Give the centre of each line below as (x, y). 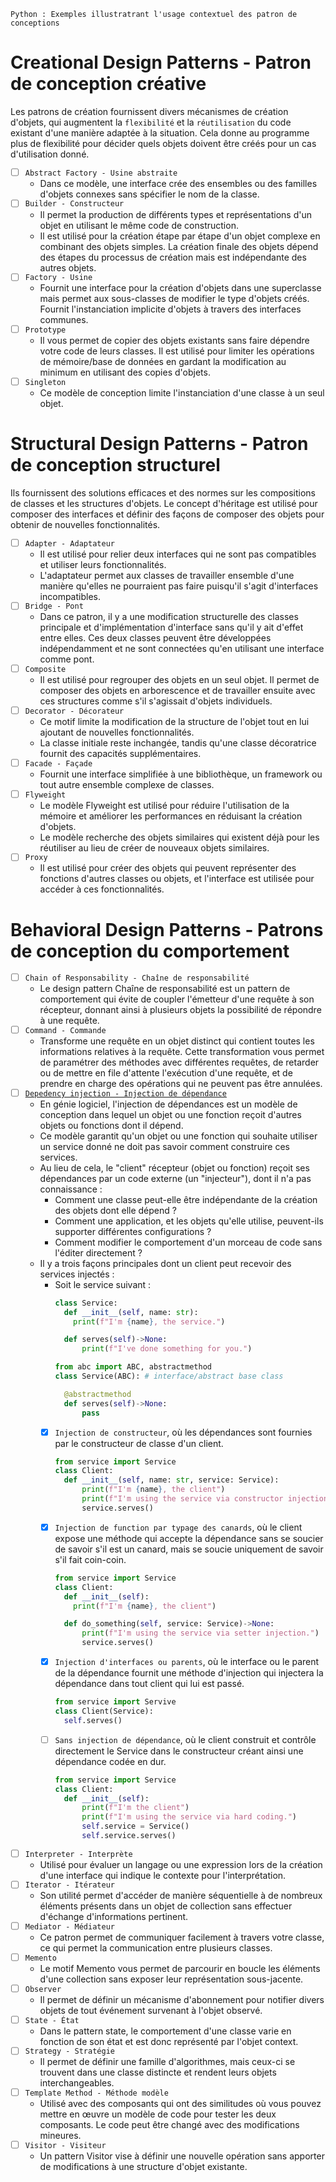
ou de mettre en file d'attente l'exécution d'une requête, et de (166, 1072)
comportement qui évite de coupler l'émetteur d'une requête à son (177, 999)
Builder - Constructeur (74, 204)
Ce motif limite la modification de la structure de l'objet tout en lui (174, 722)
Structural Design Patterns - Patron (159, 444)
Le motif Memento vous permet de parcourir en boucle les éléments (180, 1969)
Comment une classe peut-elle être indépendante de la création (186, 1199)
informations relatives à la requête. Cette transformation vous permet (182, 1051)
